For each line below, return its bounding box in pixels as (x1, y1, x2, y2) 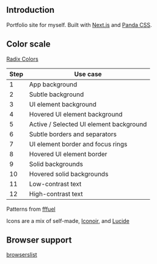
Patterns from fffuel (6, 205, 56, 213)
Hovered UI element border (29, 149, 108, 158)
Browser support (6, 235, 72, 246)
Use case (74, 70, 102, 78)
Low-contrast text (29, 179, 82, 188)
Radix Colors (6, 55, 38, 62)
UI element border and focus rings (29, 140, 128, 148)
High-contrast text (29, 189, 83, 198)
